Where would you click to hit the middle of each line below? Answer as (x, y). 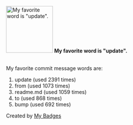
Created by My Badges (34, 116)
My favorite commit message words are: (55, 68)
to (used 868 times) (38, 98)
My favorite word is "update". (91, 51)
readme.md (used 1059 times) (50, 92)
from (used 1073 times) (42, 86)
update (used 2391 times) (45, 79)
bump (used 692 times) (43, 104)
